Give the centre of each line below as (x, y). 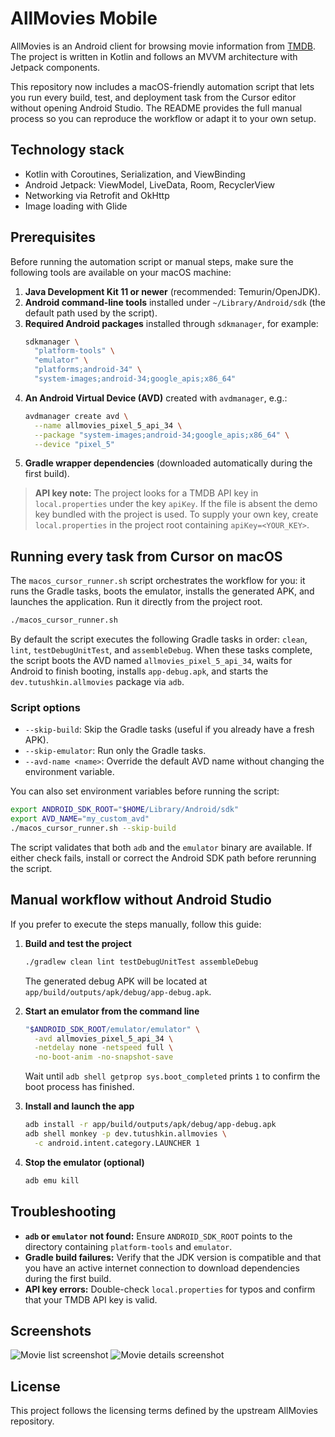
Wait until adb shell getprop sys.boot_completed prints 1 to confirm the (172, 1076)
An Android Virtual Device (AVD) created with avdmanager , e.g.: (156, 398)
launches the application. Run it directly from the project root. (136, 602)
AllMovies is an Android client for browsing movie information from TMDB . (163, 46)
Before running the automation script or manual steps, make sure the (152, 261)
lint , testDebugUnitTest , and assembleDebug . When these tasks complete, (161, 650)
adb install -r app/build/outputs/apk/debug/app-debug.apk (150, 1125)
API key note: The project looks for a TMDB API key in (146, 493)
